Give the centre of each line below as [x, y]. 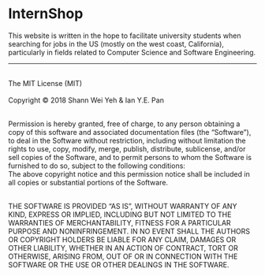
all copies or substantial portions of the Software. [88, 182]
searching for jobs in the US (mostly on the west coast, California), [116, 43]
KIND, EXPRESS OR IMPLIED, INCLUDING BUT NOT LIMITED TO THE [120, 214]
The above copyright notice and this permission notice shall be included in [129, 173]
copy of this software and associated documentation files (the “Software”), [130, 132]
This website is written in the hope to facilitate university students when [125, 35]
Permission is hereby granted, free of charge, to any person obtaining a [124, 124]
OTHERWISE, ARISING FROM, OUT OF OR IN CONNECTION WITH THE [123, 256]
